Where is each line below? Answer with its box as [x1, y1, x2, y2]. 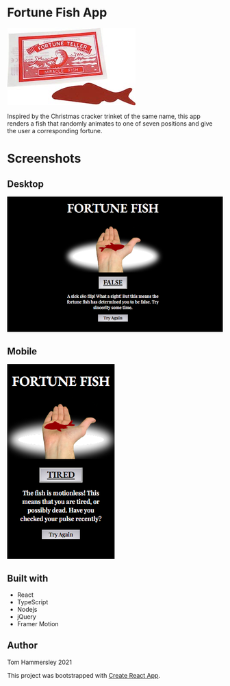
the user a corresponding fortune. [7, 126, 103, 135]
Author [7, 640, 38, 652]
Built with [7, 572, 49, 584]
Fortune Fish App [7, 5, 107, 21]
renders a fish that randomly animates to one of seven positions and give [7, 119, 213, 128]
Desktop [7, 178, 44, 190]
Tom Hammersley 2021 [7, 658, 72, 666]
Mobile [7, 345, 38, 357]
